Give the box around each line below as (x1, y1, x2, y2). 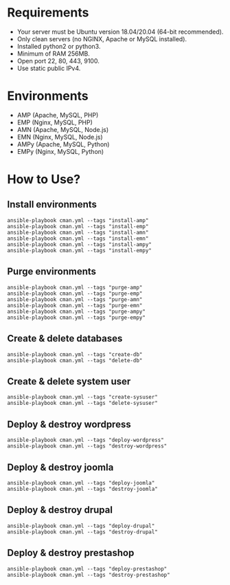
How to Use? (7, 172, 81, 187)
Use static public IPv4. (16, 64, 81, 72)
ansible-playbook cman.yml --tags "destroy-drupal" (7, 528, 158, 536)
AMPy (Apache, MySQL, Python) (16, 140, 110, 148)
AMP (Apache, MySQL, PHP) (16, 111, 99, 119)
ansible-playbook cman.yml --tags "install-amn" (7, 229, 149, 236)
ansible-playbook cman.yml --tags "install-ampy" (7, 241, 152, 248)
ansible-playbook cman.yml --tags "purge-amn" (7, 296, 143, 303)
